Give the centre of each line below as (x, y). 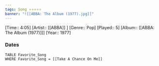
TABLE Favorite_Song (26, 55)
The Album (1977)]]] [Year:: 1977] (38, 33)
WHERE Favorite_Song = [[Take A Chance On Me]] (54, 59)
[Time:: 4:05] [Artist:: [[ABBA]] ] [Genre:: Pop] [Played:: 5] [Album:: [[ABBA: (80, 27)
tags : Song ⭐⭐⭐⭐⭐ (23, 9)
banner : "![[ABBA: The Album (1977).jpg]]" (50, 14)
